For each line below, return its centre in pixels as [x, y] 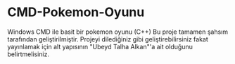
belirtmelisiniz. [28, 54]
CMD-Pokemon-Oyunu [76, 12]
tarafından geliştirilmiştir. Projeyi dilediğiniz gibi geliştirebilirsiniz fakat [108, 39]
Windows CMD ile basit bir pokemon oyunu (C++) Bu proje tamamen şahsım [118, 32]
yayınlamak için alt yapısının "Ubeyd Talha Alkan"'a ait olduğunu [100, 46]
